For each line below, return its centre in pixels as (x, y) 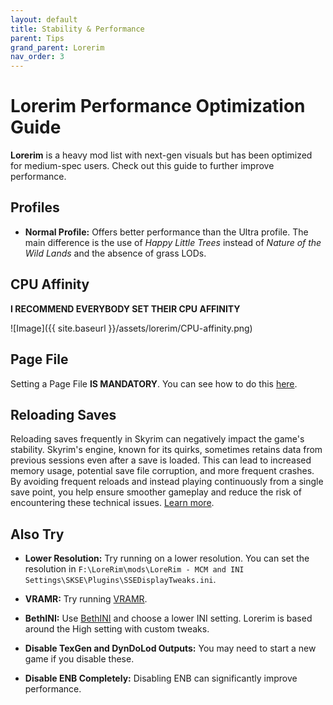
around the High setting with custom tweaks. (117, 629)
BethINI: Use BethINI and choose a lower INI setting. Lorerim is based (168, 618)
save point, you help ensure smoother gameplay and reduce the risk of (156, 492)
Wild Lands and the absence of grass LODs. (115, 253)
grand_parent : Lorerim (57, 47)
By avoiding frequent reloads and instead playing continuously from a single (167, 482)
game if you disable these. (79, 659)
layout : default (44, 19)
